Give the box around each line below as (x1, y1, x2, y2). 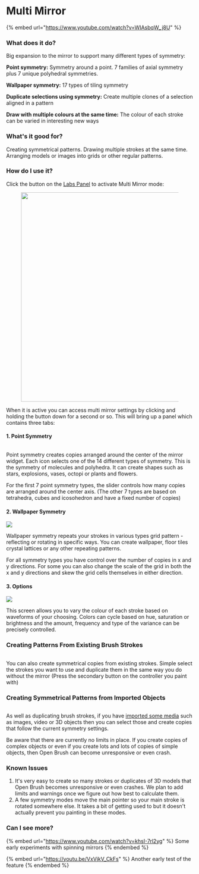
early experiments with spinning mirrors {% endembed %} (6, 844, 149, 851)
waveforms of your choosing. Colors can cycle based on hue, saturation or (6, 613, 189, 621)
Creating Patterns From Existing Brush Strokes (6, 641, 144, 649)
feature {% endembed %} (6, 862, 70, 869)
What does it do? (6, 39, 56, 47)
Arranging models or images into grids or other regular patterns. (6, 152, 163, 159)
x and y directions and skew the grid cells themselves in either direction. (6, 569, 183, 577)
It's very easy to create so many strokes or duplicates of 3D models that (14, 778, 192, 785)
